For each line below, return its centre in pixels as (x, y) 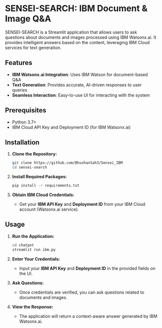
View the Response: (33, 307)
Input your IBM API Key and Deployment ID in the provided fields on (87, 268)
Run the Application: (33, 236)
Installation (22, 142)
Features (19, 63)
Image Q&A (28, 19)
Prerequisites (26, 110)
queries (20, 90)
